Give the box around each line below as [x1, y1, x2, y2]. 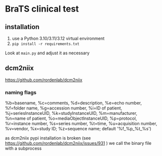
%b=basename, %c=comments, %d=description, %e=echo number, [5, 100, 142, 106]
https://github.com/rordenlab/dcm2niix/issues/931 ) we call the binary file [5, 140, 151, 146]
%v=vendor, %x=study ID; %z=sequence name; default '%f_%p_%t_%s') [5, 126, 151, 132]
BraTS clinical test [5, 3, 79, 15]
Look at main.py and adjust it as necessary [5, 50, 90, 56]
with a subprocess [5, 145, 42, 151]
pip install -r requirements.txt [12, 42, 80, 47]
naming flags [5, 89, 37, 95]
